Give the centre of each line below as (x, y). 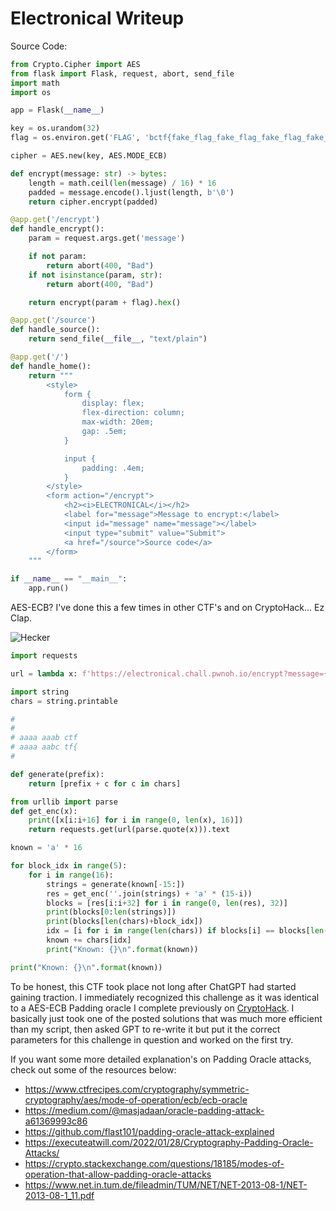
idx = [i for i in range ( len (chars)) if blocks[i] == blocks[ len (185, 931)
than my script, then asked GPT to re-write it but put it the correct (145, 1029)
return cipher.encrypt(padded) (93, 202)
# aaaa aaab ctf (44, 738)
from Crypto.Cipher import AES (75, 64)
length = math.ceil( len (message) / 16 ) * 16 (122, 183)
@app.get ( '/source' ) (53, 320)
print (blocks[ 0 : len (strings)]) (111, 912)
